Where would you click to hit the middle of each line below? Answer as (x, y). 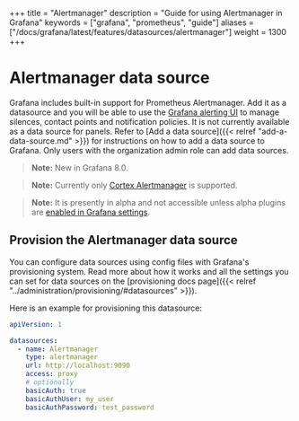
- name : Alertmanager (58, 349)
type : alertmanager (62, 357)
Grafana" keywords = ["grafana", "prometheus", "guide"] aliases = (132, 22)
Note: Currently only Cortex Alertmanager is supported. (134, 185)
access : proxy (52, 374)
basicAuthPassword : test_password (90, 408)
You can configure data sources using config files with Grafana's (129, 262)
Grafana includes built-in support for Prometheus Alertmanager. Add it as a (148, 102)
